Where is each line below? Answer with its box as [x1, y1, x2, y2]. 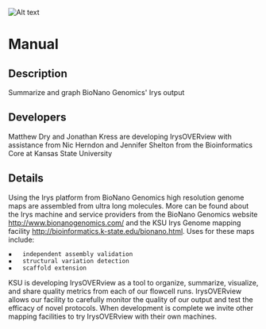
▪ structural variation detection [8, 257, 129, 265]
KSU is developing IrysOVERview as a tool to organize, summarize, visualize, [8, 277, 259, 287]
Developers [8, 111, 67, 124]
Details [8, 171, 44, 186]
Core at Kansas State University [8, 148, 113, 158]
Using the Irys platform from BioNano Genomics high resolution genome [8, 193, 245, 202]
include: [8, 235, 35, 244]
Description [8, 67, 67, 80]
